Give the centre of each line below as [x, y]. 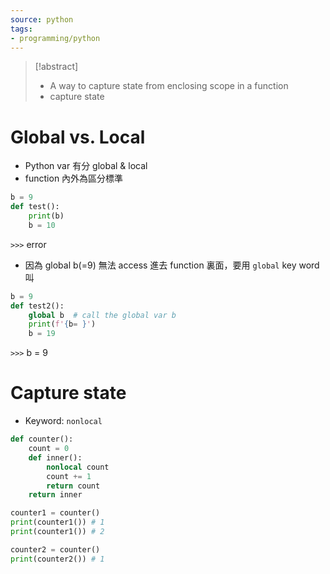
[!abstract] [56, 67]
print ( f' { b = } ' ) [62, 324]
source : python [42, 19]
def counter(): [42, 439]
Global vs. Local [78, 137]
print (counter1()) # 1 [57, 522]
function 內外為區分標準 [74, 178]
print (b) [46, 216]
